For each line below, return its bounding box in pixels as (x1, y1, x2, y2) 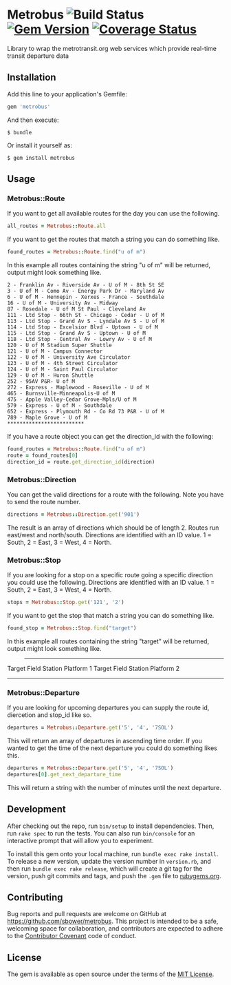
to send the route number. (7, 497, 81, 506)
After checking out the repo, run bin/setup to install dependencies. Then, (7, 822, 214, 830)
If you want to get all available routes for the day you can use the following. (7, 209, 220, 218)
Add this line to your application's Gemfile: (7, 90, 127, 98)
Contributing (7, 892, 63, 904)
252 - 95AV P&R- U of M (7, 378, 76, 385)
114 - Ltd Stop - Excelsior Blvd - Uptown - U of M (7, 324, 158, 331)
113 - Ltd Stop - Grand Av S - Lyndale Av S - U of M (7, 318, 165, 325)
